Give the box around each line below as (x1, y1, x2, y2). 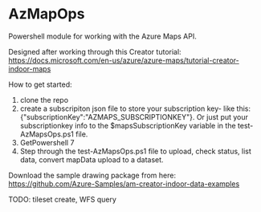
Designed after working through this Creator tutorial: (8, 47, 182, 56)
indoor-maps (8, 63, 51, 73)
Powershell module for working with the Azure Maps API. (8, 31, 197, 41)
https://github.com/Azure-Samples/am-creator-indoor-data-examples (8, 178, 240, 189)
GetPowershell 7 (19, 137, 75, 147)
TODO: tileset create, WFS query (8, 194, 116, 204)
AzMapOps (8, 5, 85, 23)
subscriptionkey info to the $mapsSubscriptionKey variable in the (19, 120, 236, 130)
